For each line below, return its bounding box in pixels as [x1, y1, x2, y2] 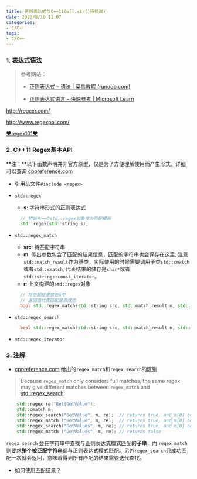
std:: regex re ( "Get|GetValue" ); [16, 401, 96, 407]
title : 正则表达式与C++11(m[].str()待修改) [6, 8, 106, 15]
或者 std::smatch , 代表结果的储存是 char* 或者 [23, 266, 131, 273]
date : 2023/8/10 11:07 [6, 14, 62, 20]
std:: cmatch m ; [16, 407, 54, 413]
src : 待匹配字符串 [23, 244, 66, 251]
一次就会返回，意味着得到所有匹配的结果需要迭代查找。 [11, 454, 145, 461]
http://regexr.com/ [6, 107, 50, 114]
